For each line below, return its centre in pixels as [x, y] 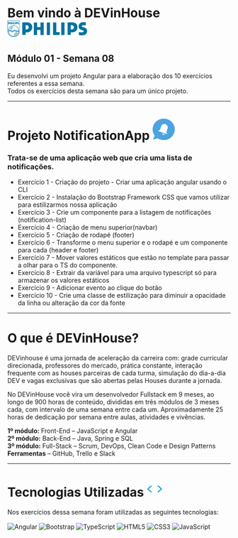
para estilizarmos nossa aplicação [67, 205]
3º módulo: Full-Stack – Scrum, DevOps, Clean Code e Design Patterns [112, 446]
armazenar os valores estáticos [63, 280]
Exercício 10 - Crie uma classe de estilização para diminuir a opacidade [121, 296]
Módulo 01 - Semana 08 [61, 59]
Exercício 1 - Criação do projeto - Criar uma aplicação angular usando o [122, 182]
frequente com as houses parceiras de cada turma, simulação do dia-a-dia [117, 373]
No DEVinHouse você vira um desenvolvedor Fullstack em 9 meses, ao [111, 394]
